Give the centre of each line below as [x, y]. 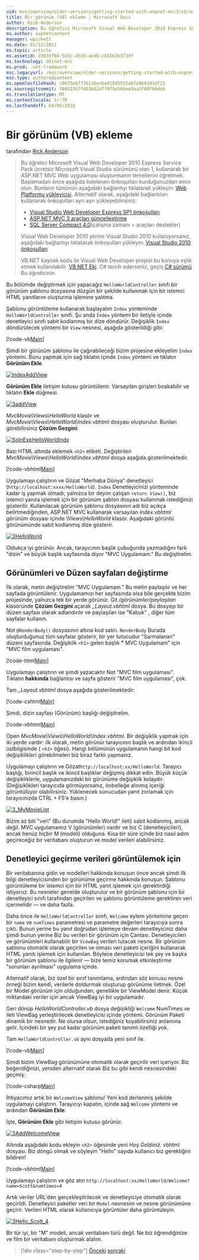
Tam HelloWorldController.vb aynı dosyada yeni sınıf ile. [76, 1039]
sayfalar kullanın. [27, 619]
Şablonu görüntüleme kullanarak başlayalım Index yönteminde [82, 309]
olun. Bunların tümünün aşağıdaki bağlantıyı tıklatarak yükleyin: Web [104, 188]
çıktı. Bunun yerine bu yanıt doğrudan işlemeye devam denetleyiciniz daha [97, 929]
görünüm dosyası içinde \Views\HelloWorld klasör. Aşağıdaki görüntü [90, 519]
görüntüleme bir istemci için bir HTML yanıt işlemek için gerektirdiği [88, 886]
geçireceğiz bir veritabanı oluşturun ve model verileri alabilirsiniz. [86, 840]
